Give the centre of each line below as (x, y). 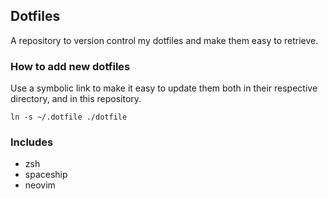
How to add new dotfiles (70, 66)
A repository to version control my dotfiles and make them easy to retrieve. (164, 40)
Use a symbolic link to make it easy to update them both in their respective (164, 88)
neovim (40, 185)
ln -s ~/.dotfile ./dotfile (69, 117)
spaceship (46, 175)
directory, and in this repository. (76, 99)
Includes (32, 142)
